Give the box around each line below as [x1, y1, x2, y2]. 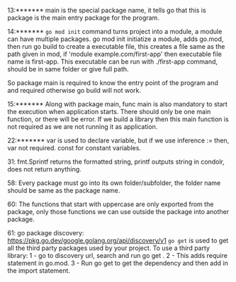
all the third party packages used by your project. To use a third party [7, 244, 210, 252]
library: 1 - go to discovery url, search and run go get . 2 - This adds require [7, 252, 228, 259]
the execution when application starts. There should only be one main [7, 108, 211, 115]
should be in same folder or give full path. [7, 65, 129, 73]
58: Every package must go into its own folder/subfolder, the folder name [7, 179, 221, 187]
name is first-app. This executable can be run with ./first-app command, [7, 57, 218, 66]
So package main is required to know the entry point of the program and [7, 79, 218, 87]
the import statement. [7, 266, 71, 275]
